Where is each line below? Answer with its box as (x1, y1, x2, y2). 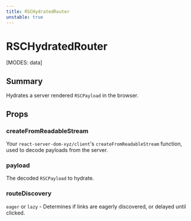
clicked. (6, 209, 25, 216)
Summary (6, 76, 43, 86)
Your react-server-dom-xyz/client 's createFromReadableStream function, (6, 140, 183, 147)
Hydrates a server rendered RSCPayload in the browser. (6, 92, 139, 99)
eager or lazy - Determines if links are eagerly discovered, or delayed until (6, 203, 186, 210)
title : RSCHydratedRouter (6, 8, 70, 15)
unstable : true (6, 14, 44, 20)
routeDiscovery (6, 190, 52, 198)
